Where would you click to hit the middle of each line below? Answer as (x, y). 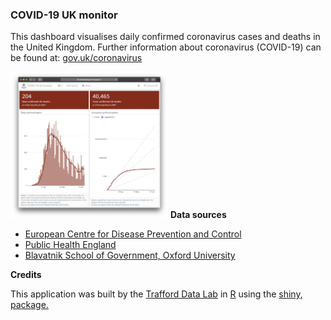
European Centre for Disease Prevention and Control (133, 234)
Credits (26, 275)
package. (29, 305)
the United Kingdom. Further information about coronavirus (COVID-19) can (166, 47)
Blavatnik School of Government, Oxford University (130, 255)
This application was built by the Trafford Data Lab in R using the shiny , (156, 294)
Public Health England (70, 245)
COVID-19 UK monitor (64, 15)
